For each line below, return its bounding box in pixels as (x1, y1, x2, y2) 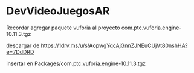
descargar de (6, 42, 40, 49)
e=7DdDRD (6, 48, 34, 55)
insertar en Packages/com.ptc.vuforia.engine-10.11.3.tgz (6, 60, 146, 67)
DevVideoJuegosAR (6, 4, 110, 18)
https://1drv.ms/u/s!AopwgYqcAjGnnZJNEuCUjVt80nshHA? (40, 42, 188, 49)
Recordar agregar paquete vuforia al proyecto (6, 24, 120, 31)
